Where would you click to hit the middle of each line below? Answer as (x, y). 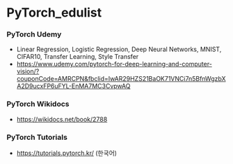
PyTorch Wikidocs (38, 104)
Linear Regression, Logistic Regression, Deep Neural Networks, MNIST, (119, 49)
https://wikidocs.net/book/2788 (62, 119)
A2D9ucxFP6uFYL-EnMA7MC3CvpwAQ (73, 86)
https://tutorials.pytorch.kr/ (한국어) (67, 153)
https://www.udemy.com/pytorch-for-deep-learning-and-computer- (114, 64)
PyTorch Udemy (34, 35)
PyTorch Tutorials (37, 137)
